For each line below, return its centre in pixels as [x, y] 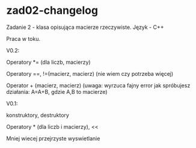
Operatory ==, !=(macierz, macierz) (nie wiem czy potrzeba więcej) [90, 73]
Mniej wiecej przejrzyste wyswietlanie [53, 138]
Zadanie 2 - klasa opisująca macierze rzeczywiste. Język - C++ [85, 27]
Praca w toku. [23, 39]
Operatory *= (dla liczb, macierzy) [49, 62]
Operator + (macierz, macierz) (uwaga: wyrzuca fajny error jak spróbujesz [98, 85]
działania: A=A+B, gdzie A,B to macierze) [57, 91]
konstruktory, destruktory [38, 115]
